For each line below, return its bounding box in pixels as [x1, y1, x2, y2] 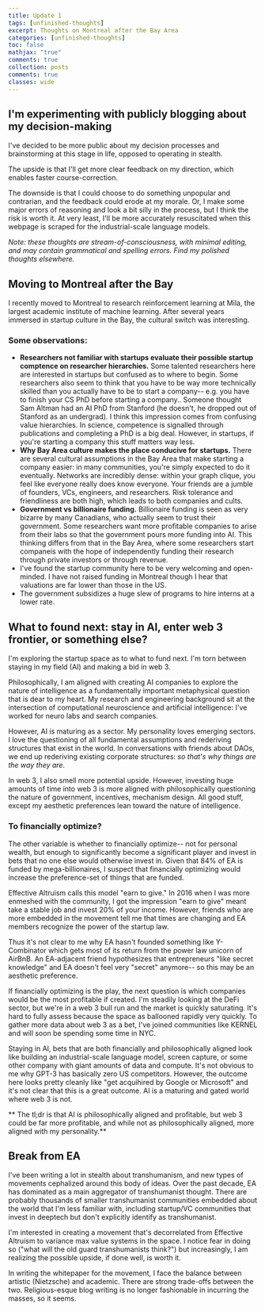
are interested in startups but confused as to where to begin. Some [19, 370, 239, 379]
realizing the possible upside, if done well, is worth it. [8, 1253, 181, 1263]
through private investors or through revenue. [19, 555, 168, 565]
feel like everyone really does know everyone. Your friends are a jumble [19, 479, 253, 489]
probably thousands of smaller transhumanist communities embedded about [8, 1195, 258, 1206]
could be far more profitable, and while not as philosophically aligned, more [8, 1117, 255, 1127]
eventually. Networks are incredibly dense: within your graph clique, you [19, 471, 256, 481]
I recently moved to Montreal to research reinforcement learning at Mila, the [8, 298, 256, 308]
